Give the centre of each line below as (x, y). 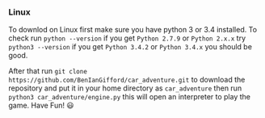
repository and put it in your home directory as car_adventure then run (125, 88)
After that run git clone (48, 71)
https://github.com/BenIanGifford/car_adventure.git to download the (127, 80)
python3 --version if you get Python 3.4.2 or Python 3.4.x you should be (130, 47)
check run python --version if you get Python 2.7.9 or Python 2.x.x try (127, 38)
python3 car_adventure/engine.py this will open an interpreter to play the (129, 97)
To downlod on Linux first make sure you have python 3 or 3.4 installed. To (132, 30)
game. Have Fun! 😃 (41, 105)
